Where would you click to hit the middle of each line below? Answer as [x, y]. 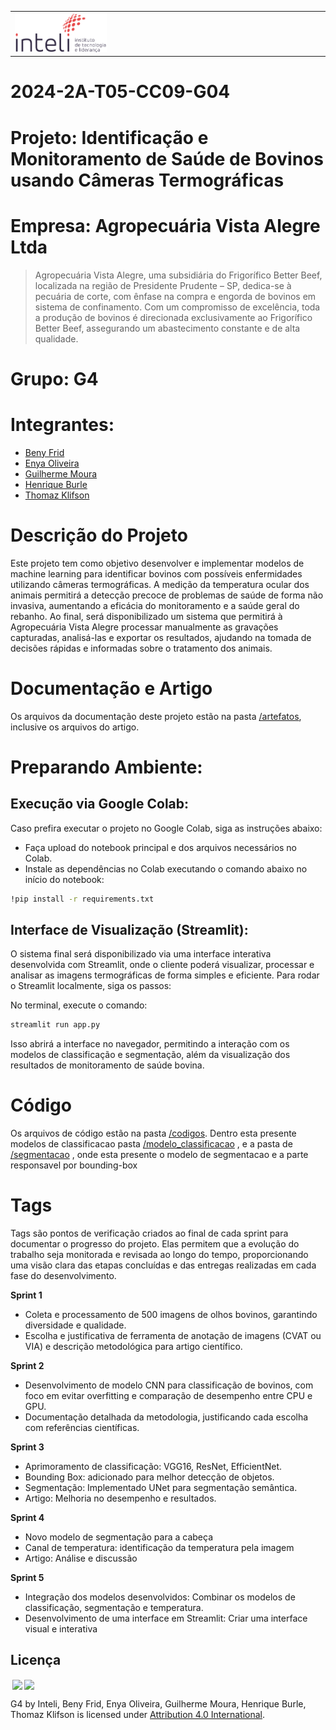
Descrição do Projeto [99, 535]
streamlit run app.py [55, 1025]
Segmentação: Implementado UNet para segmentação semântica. [161, 1488]
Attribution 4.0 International [206, 1714]
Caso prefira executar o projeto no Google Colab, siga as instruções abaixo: [166, 828]
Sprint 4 [27, 1518]
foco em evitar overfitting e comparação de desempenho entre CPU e [168, 1396]
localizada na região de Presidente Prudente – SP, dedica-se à [163, 285]
